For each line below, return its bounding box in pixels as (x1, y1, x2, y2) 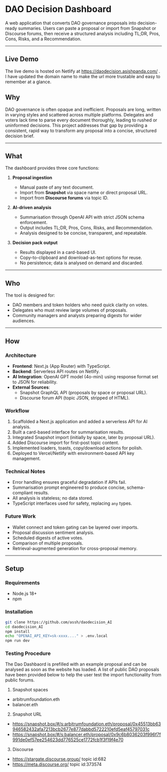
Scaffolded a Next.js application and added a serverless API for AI (12, 419, 148, 425)
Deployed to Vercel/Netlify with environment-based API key (12, 450, 135, 456)
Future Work (5, 513, 36, 520)
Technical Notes (5, 468, 46, 475)
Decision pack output (12, 240, 58, 246)
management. (12, 455, 41, 461)
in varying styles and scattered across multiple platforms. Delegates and (5, 111, 154, 117)
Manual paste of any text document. (19, 184, 94, 190)
